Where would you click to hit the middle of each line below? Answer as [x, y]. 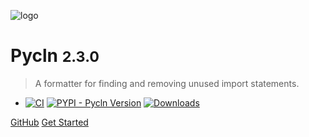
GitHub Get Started [49, 122]
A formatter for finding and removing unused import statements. [167, 83]
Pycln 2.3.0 [55, 56]
